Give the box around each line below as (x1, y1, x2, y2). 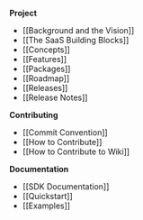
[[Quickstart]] (22, 191, 74, 201)
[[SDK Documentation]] (22, 181, 110, 192)
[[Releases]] (22, 83, 68, 93)
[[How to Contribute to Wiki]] (22, 146, 130, 157)
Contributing (9, 110, 58, 120)
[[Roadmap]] (22, 73, 70, 84)
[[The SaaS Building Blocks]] (22, 35, 130, 45)
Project (9, 8, 38, 18)
